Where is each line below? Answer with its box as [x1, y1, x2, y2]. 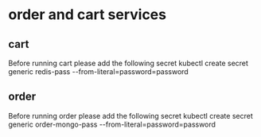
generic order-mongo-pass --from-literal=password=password [8, 119, 216, 129]
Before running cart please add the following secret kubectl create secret [8, 58, 249, 68]
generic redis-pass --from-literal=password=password [8, 67, 189, 76]
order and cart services [8, 6, 167, 24]
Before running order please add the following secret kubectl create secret [8, 111, 253, 120]
